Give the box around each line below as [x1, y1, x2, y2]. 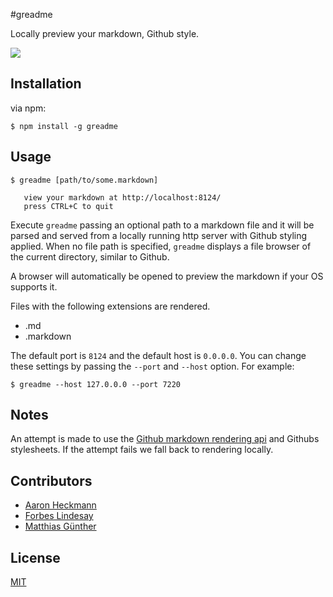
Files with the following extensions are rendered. [10, 300, 211, 312]
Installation [10, 75, 82, 93]
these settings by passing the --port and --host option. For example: [10, 360, 295, 372]
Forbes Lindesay [24, 510, 94, 522]
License [10, 549, 61, 566]
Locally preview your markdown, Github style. [10, 28, 200, 39]
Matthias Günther [24, 520, 97, 533]
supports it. [10, 280, 58, 293]
